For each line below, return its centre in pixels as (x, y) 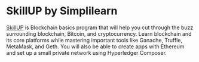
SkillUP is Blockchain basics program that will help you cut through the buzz (100, 27)
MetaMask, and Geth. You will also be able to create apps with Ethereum (95, 46)
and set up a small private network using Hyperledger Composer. (87, 52)
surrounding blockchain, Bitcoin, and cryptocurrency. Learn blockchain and (99, 33)
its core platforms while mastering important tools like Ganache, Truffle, (94, 40)
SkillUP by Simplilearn (62, 11)
